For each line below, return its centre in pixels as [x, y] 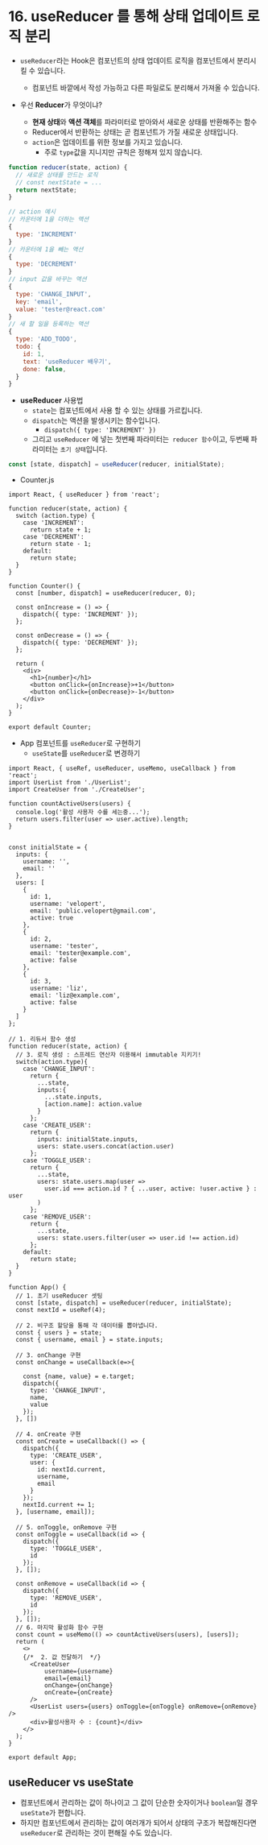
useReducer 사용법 [52, 400]
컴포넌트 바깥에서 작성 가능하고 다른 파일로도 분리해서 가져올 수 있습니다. [146, 87]
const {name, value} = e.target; [79, 1377]
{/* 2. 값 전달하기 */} [62, 1657]
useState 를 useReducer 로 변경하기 [86, 753]
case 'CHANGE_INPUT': [59, 1069]
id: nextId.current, [72, 1470]
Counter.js [37, 480]
